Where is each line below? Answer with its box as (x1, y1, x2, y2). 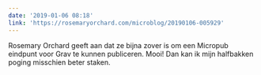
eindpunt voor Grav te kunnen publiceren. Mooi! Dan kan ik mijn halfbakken (8, 49, 254, 58)
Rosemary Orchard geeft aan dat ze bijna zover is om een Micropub (8, 40, 229, 50)
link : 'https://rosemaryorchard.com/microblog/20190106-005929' (8, 19, 225, 27)
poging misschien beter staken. (8, 57, 111, 67)
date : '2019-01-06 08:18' (8, 11, 93, 20)
